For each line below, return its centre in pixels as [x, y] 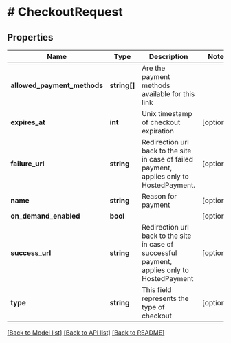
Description [168, 57]
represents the [165, 298]
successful [159, 253]
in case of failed [168, 159]
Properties [30, 37]
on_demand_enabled [45, 216]
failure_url [27, 164]
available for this [168, 94]
